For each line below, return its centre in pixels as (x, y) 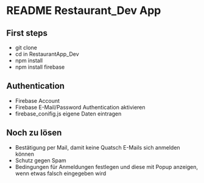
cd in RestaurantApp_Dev (47, 54)
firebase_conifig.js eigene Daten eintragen (68, 114)
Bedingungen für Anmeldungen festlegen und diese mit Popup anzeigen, (107, 167)
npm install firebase (40, 67)
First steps (27, 33)
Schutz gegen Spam (41, 160)
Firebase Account (37, 100)
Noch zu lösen (34, 133)
